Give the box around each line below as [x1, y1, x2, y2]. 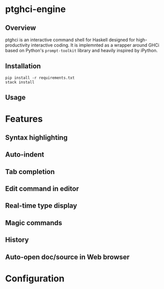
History [5, 236, 29, 244]
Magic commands [5, 218, 62, 227]
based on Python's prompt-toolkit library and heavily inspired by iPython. [5, 48, 158, 53]
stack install [5, 79, 35, 85]
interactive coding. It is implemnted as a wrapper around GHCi [30, 42, 159, 48]
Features [5, 113, 43, 125]
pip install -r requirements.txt [5, 75, 75, 80]
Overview [5, 24, 36, 32]
